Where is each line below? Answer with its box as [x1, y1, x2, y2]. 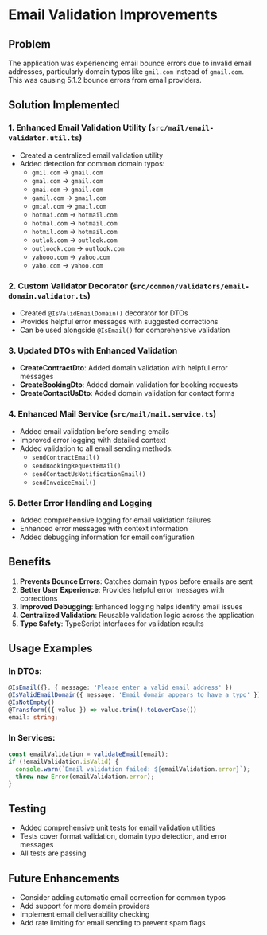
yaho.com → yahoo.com [31, 260, 103, 270]
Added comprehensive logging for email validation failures [19, 515, 211, 525]
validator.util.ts [8, 134, 79, 143]
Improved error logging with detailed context [19, 435, 167, 444]
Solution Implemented [8, 98, 121, 112]
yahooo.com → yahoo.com [31, 252, 110, 261]
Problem [8, 37, 52, 51]
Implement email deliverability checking [19, 910, 150, 919]
